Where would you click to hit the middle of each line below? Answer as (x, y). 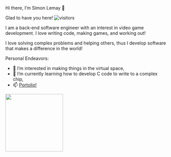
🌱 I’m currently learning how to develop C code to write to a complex (85, 74)
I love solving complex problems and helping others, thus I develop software (86, 43)
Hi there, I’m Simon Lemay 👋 (35, 8)
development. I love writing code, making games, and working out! (76, 33)
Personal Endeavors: (27, 58)
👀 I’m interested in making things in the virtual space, (68, 68)
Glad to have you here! (29, 18)
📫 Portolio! (25, 85)
